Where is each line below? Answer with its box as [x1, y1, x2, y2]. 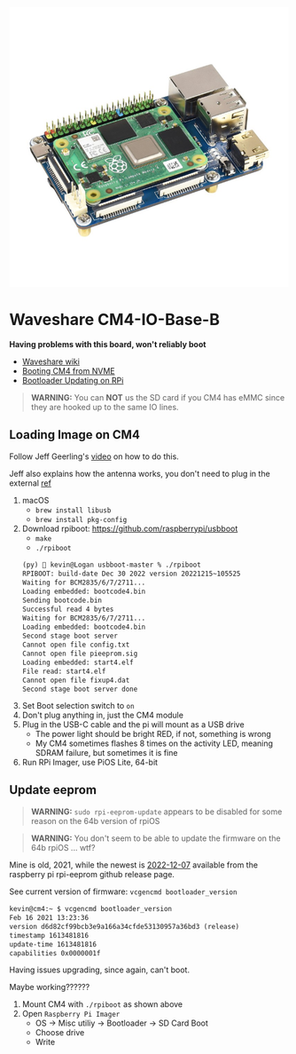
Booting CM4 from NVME [21, 365, 115, 376]
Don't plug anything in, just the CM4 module [21, 709, 184, 720]
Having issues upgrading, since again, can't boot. [9, 964, 191, 975]
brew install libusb [35, 505, 112, 515]
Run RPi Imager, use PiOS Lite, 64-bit [21, 757, 158, 767]
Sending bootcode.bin [21, 596, 102, 605]
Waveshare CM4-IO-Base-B [9, 310, 220, 330]
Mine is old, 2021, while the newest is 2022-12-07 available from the [9, 860, 259, 870]
